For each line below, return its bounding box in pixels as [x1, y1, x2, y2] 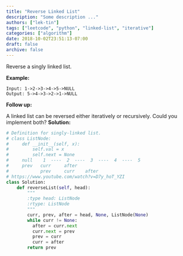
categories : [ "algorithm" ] [6, 31, 72, 36]
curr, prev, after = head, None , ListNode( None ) [27, 212, 149, 218]
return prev [27, 245, 57, 251]
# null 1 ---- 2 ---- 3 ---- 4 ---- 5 [6, 157, 141, 163]
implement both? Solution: [6, 119, 71, 126]
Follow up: [6, 101, 32, 108]
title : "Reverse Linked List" [6, 8, 81, 15]
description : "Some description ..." [6, 14, 99, 20]
